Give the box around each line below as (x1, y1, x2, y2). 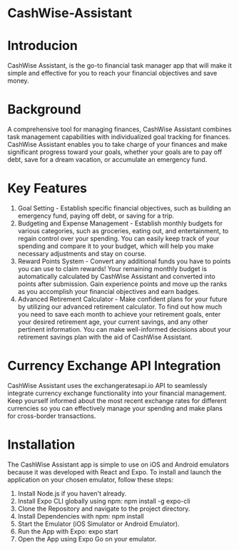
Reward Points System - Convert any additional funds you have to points (17, 257, 231, 265)
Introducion (7, 38, 78, 54)
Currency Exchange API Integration (7, 358, 221, 374)
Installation (7, 437, 76, 453)
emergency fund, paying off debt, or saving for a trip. (17, 212, 175, 220)
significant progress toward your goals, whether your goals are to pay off (7, 148, 223, 156)
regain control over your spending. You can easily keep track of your (17, 234, 220, 243)
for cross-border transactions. (7, 412, 96, 420)
